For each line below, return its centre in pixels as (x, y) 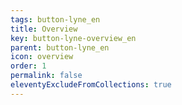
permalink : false (46, 76)
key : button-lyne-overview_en (73, 38)
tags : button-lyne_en (55, 19)
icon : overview (42, 57)
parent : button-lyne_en (60, 47)
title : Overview (44, 29)
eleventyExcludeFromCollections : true (91, 85)
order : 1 (28, 66)
